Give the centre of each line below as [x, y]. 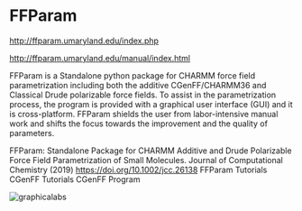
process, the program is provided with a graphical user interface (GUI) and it [151, 104]
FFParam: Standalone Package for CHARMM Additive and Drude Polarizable [151, 151]
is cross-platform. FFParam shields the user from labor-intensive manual [144, 114]
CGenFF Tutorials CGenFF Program [75, 179]
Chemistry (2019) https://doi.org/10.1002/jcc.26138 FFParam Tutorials [138, 170]
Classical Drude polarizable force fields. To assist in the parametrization [143, 95]
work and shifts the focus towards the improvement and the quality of [139, 124]
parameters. [32, 133]
